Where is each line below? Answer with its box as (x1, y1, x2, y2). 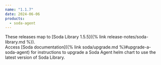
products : (5, 16, 25, 21)
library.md (5, 39, 26, 45)
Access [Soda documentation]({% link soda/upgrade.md (5, 44, 118, 50)
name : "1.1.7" (5, 7, 34, 12)
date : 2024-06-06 (5, 12, 40, 16)
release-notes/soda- (107, 34, 149, 40)
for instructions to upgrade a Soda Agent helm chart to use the (31, 49, 156, 55)
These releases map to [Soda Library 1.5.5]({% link (5, 34, 107, 40)
